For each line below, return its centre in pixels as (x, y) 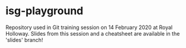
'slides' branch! (24, 40)
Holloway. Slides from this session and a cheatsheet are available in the (93, 33)
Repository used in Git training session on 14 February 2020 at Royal (89, 27)
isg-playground (44, 11)
